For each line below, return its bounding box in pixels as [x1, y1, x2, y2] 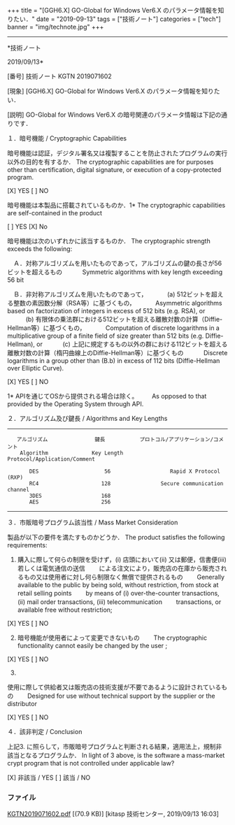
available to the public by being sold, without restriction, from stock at [17, 581, 219, 589]
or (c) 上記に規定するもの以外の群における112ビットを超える [36, 340, 228, 348]
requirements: [7, 541, 48, 549]
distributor [7, 700, 37, 708]
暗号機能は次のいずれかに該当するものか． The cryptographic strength [7, 237, 211, 245]
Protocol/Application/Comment [7, 456, 96, 463]
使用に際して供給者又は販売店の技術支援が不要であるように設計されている [7, 683, 222, 691]
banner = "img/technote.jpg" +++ [7, 23, 104, 31]
